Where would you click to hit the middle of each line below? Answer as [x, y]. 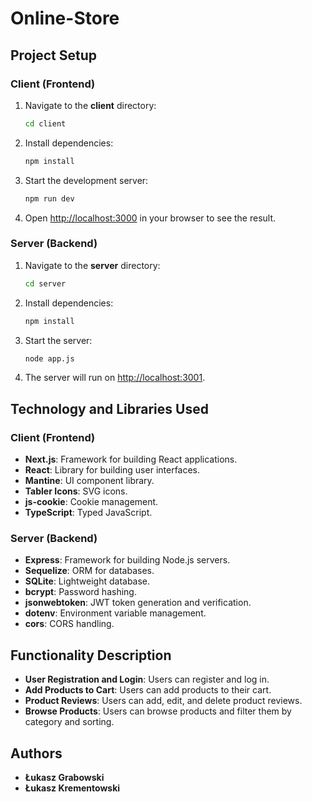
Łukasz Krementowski [72, 788]
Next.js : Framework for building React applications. [131, 459]
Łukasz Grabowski [64, 778]
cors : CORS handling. [69, 624]
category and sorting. [69, 722]
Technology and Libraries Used [109, 408]
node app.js [49, 358]
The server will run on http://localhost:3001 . [115, 378]
